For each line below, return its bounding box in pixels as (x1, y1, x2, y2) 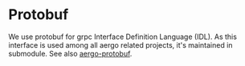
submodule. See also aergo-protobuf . (8, 49, 133, 58)
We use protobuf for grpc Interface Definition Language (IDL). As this (8, 32, 237, 41)
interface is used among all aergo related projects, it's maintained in (8, 40, 233, 49)
